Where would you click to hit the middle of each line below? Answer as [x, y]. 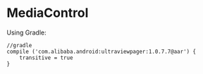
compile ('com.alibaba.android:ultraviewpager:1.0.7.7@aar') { [101, 51]
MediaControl [48, 13]
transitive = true [46, 58]
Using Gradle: [26, 32]
